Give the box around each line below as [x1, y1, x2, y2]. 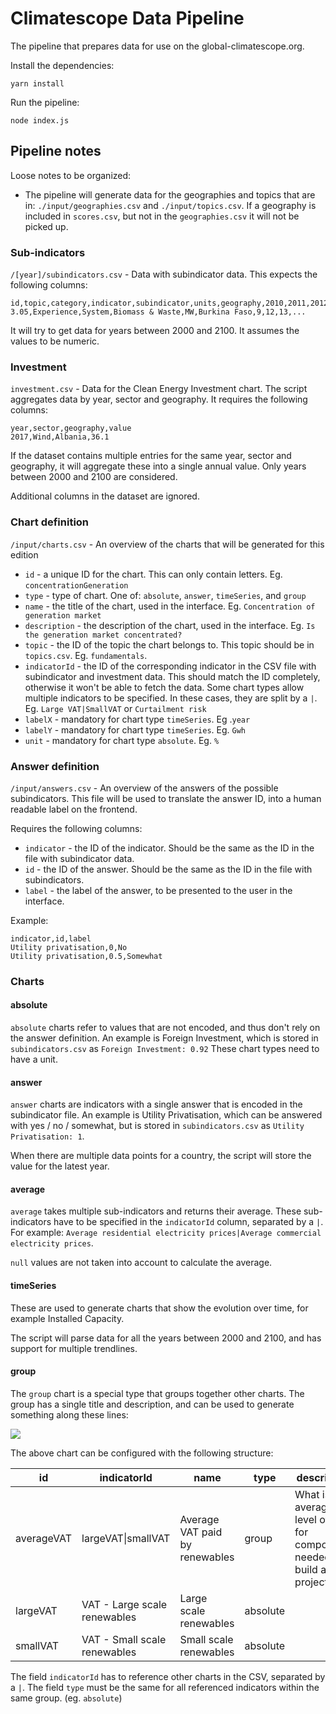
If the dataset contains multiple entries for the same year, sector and [10, 450, 292, 462]
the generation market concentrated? [24, 630, 183, 640]
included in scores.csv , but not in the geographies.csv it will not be [24, 210, 300, 222]
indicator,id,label [10, 933, 92, 944]
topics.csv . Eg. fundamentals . [24, 649, 148, 661]
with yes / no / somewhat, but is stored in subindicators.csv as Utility [10, 1120, 305, 1132]
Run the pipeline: [10, 96, 80, 108]
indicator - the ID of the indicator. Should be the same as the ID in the [24, 842, 315, 854]
